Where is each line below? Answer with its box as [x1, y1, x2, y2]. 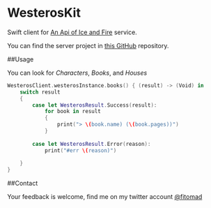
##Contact [7, 179, 38, 188]
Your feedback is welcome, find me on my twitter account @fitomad [7, 193, 203, 201]
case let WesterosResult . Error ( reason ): [32, 140, 151, 147]
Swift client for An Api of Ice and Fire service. [7, 28, 137, 36]
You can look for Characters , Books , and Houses [7, 68, 148, 77]
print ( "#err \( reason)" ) [44, 147, 117, 154]
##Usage [7, 54, 34, 64]
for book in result [44, 108, 101, 115]
